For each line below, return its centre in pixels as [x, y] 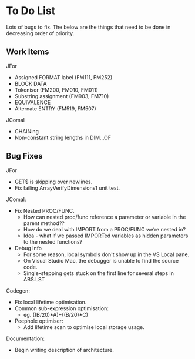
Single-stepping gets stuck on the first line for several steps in [99, 273]
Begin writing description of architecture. [64, 350]
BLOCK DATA [31, 83]
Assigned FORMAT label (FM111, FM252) [63, 77]
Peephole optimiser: [39, 321]
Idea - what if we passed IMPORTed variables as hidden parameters [106, 236]
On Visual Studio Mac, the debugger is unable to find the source [101, 260]
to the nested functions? [53, 241]
